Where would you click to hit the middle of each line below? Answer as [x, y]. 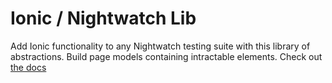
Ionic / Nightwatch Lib [103, 18]
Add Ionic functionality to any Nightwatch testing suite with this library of [160, 46]
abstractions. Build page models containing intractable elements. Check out [166, 56]
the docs [28, 67]
